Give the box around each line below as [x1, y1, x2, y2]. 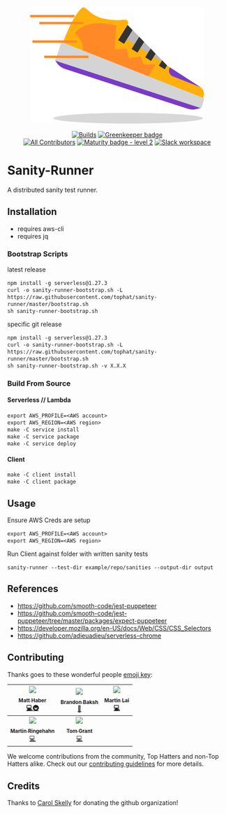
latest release [7, 265, 47, 274]
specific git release [7, 320, 62, 328]
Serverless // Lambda [7, 395, 71, 405]
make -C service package [7, 433, 80, 440]
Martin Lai [104, 696, 130, 704]
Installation [7, 206, 57, 218]
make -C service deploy [7, 440, 77, 447]
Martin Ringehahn [10, 727, 55, 734]
